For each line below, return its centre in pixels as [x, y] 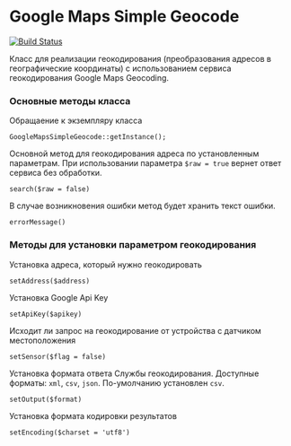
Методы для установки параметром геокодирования [133, 245]
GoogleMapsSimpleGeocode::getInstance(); [88, 137]
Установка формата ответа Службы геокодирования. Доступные [134, 373]
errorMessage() [38, 223]
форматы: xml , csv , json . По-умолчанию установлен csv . [117, 382]
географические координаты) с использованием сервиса [120, 68]
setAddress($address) [50, 281]
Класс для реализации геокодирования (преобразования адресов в [141, 58]
